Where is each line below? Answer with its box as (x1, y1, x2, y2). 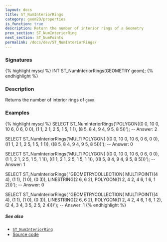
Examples (5, 109, 30, 116)
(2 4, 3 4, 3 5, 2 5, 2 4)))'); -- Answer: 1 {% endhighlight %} (5, 202, 126, 208)
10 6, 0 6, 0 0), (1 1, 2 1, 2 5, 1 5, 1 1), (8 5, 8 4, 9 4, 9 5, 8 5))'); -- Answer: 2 (5, 126, 158, 132)
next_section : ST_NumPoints (5, 35, 64, 40)
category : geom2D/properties (5, 16, 66, 21)
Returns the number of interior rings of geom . (5, 97, 96, 103)
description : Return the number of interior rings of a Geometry (5, 26, 144, 31)
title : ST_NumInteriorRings (5, 12, 64, 17)
